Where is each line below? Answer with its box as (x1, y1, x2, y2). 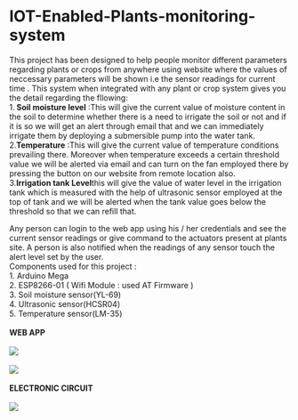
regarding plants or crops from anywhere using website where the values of (9, 64, 287, 75)
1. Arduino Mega (9, 270, 69, 281)
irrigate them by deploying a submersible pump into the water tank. (9, 130, 256, 141)
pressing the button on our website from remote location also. (9, 167, 236, 179)
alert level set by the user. (9, 251, 104, 262)
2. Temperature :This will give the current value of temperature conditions (9, 140, 279, 150)
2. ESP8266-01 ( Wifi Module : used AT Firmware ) (9, 279, 194, 290)
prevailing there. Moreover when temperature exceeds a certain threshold (9, 149, 280, 159)
